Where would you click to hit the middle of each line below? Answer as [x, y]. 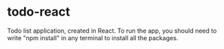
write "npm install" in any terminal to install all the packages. [93, 37]
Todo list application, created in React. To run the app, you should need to [112, 31]
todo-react [39, 12]
